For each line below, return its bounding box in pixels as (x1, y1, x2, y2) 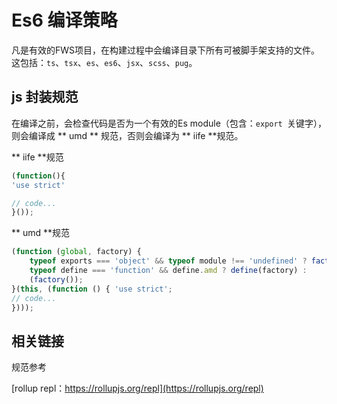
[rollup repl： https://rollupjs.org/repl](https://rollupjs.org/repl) (11, 382, 264, 395)
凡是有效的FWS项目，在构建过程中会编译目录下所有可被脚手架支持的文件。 (11, 44, 321, 56)
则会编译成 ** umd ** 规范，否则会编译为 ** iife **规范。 (11, 129, 244, 141)
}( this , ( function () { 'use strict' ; (11, 284, 173, 294)
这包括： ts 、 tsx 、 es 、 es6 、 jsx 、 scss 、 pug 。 (11, 56, 198, 68)
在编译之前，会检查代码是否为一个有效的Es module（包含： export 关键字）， (11, 117, 327, 129)
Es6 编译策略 (11, 9, 118, 32)
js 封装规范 (11, 89, 79, 106)
